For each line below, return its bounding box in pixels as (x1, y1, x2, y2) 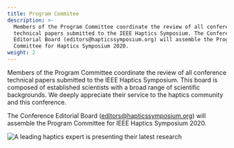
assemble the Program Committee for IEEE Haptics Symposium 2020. (7, 119, 207, 127)
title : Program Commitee (7, 10, 79, 17)
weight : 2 (7, 50, 36, 57)
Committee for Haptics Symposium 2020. (13, 43, 130, 50)
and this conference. (7, 98, 67, 106)
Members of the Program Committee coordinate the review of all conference (7, 68, 227, 77)
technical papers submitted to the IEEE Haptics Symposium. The (13, 29, 204, 37)
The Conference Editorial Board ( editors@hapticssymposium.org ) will (7, 111, 206, 119)
